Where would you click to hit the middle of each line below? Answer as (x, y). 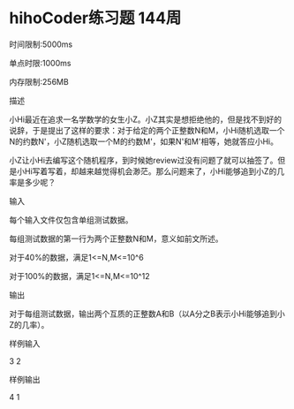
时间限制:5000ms (41, 44)
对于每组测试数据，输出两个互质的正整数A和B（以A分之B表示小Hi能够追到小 (147, 314)
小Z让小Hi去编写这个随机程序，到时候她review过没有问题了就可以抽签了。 (143, 160)
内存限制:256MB (39, 81)
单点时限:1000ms (40, 63)
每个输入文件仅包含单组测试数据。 (71, 220)
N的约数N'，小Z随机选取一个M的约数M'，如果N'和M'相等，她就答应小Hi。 (143, 141)
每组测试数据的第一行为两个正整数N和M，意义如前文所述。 (116, 239)
